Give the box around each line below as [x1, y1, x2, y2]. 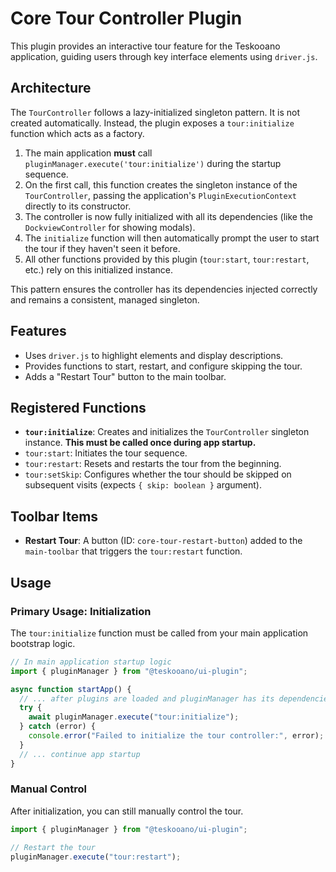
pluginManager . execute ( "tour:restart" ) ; [10, 852, 182, 862]
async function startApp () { [10, 684, 132, 694]
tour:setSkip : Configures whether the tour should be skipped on [24, 468, 292, 481]
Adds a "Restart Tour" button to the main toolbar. [24, 370, 227, 382]
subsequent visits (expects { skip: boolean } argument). [24, 479, 262, 491]
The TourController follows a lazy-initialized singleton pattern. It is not [10, 106, 301, 118]
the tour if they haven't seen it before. [24, 242, 181, 254]
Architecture [10, 80, 92, 97]
